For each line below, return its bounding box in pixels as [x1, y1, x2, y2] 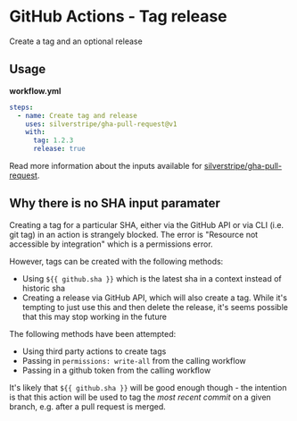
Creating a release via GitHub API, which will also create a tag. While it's [21, 292, 288, 303]
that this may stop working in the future [21, 311, 168, 322]
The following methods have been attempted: [9, 328, 177, 339]
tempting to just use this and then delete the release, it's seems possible [21, 301, 288, 312]
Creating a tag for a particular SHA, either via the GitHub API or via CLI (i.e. [9, 219, 284, 230]
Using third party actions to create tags [21, 346, 167, 357]
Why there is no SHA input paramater [9, 196, 221, 211]
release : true [32, 145, 87, 154]
